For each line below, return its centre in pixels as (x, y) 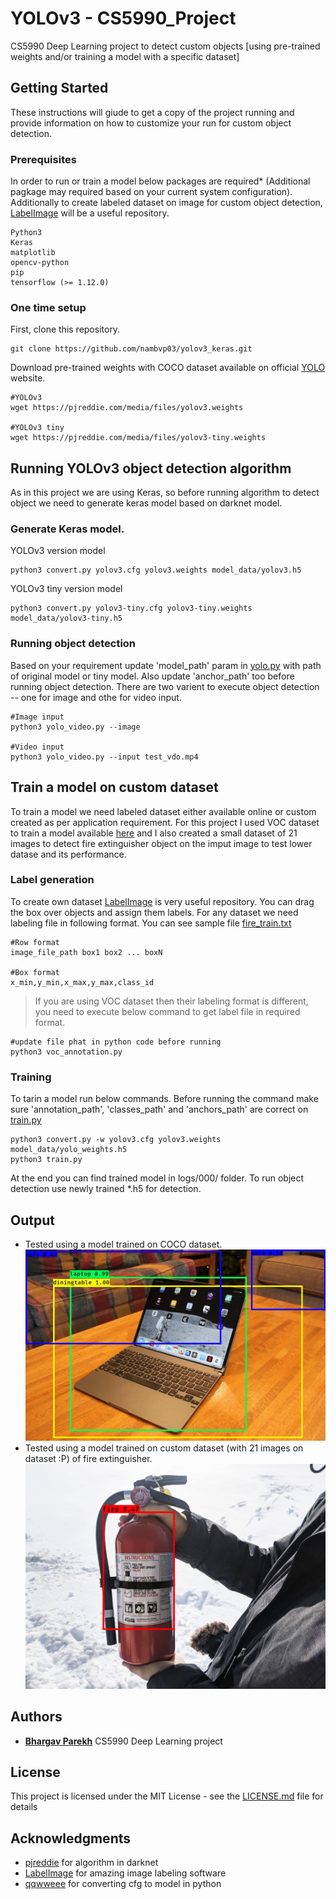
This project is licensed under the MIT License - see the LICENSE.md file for (167, 1796)
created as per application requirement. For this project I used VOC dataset (165, 822)
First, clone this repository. (65, 329)
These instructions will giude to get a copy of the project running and (152, 112)
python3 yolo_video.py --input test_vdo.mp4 (104, 757)
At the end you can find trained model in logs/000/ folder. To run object (157, 1178)
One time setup (48, 307)
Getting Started (59, 88)
